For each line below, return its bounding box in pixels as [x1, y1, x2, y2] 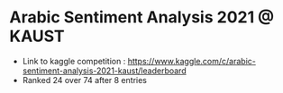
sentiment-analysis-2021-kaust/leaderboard [22, 65, 187, 76]
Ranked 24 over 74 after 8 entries [22, 74, 147, 85]
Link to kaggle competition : [22, 55, 126, 66]
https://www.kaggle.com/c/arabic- [127, 55, 257, 66]
